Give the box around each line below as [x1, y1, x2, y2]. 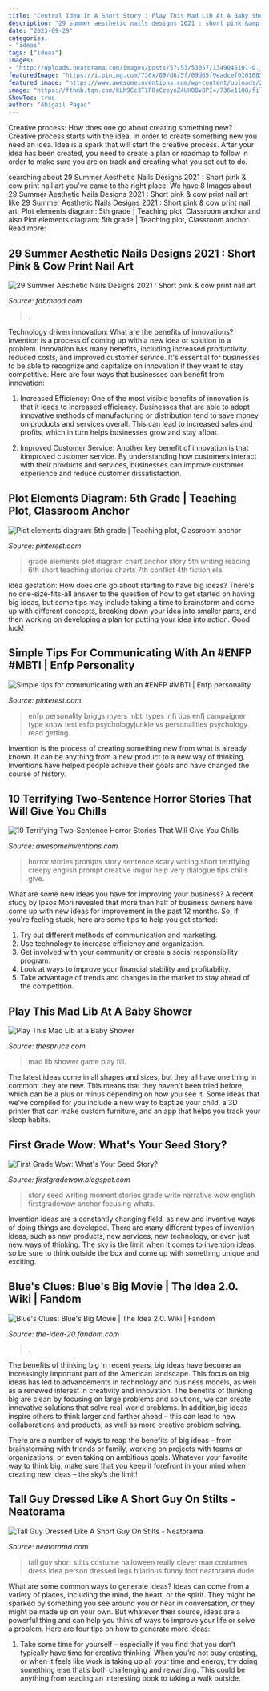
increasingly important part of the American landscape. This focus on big [8, 1368, 250, 1378]
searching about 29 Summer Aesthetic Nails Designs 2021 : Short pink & [8, 173, 247, 182]
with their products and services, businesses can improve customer [19, 459, 244, 469]
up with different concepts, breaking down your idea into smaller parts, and [8, 606, 257, 615]
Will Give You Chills [8, 804, 107, 818]
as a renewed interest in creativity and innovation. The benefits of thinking [8, 1385, 254, 1395]
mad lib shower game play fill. [27, 1057, 126, 1067]
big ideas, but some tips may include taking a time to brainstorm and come [8, 597, 255, 607]
